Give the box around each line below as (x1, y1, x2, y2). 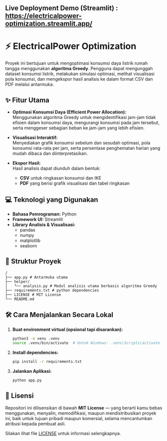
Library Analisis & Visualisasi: (12, 221, 76, 227)
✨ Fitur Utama (5, 96, 50, 104)
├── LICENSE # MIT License (5, 292, 61, 297)
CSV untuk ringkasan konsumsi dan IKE (19, 175, 102, 181)
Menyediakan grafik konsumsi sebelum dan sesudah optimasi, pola (12, 140, 151, 146)
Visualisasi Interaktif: (12, 134, 58, 141)
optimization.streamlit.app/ (5, 19, 93, 28)
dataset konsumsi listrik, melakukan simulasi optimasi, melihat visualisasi (5, 71, 155, 77)
